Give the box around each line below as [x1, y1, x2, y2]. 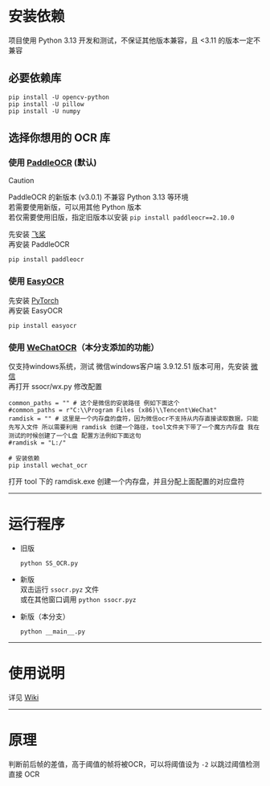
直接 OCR [8, 769, 40, 779]
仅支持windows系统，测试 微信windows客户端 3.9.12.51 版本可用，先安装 [8, 362, 249, 371]
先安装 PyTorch [8, 295, 59, 305]
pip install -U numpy [8, 107, 81, 115]
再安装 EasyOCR [8, 305, 63, 315]
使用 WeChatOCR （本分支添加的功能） [8, 342, 159, 353]
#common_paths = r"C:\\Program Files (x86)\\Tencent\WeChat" [8, 407, 218, 415]
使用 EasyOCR [8, 276, 64, 287]
